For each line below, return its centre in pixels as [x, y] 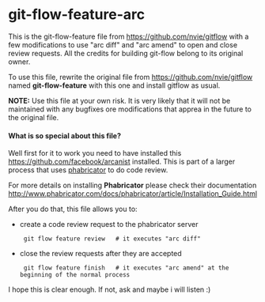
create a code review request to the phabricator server [109, 225]
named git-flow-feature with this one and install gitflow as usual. [114, 85]
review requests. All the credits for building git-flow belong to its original [126, 53]
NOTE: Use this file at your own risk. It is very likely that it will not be [119, 100]
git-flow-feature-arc [76, 15]
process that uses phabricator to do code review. [88, 170]
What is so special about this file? [64, 135]
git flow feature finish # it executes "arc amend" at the [126, 268]
